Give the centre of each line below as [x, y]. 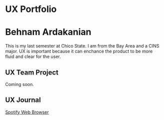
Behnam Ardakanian [48, 32]
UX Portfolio [31, 9]
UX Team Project [32, 72]
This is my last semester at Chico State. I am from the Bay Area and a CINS [82, 46]
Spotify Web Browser [27, 112]
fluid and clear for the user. [33, 56]
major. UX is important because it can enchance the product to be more [79, 51]
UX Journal [23, 100]
